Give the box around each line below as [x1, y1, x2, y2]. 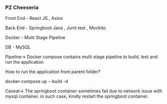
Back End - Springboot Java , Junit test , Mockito [5, 25, 106, 31]
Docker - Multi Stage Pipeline [5, 34, 66, 41]
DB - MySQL [5, 44, 31, 50]
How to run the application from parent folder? [5, 69, 101, 75]
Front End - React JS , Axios [5, 15, 63, 21]
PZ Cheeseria [5, 4, 39, 11]
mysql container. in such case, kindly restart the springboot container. [5, 94, 149, 100]
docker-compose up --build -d [5, 79, 68, 85]
